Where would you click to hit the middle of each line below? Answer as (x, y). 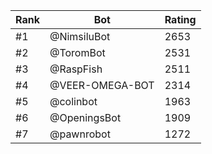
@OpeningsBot (85, 117)
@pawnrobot (80, 134)
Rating (180, 19)
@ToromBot (77, 52)
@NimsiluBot (80, 36)
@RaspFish (76, 69)
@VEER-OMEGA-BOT (102, 85)
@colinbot (73, 101)
